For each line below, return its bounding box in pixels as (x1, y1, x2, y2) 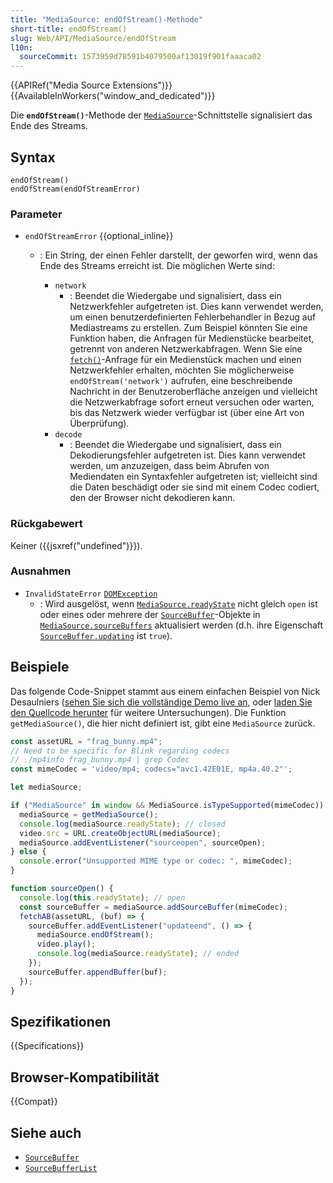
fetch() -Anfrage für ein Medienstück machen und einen (69, 354, 302, 366)
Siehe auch (10, 1124, 82, 1141)
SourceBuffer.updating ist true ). (39, 629, 173, 641)
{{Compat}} (10, 1096, 58, 1108)
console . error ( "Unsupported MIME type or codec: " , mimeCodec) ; (19, 856, 293, 866)
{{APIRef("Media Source (10, 79, 111, 91)
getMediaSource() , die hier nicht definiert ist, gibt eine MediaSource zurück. (10, 717, 316, 729)
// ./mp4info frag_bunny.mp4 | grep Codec (10, 755, 190, 765)
